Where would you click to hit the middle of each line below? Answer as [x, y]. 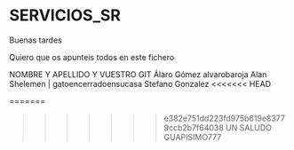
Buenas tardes [36, 40]
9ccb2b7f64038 [194, 127]
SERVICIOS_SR [65, 16]
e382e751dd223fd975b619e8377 [225, 118]
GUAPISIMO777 [193, 137]
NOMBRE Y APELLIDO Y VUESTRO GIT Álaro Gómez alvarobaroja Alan [138, 74]
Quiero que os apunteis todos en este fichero [92, 57]
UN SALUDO [249, 127]
